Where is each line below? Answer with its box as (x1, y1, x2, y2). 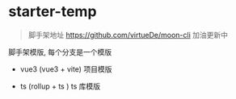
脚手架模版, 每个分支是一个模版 (8, 47, 112, 56)
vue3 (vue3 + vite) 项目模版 (19, 64, 112, 74)
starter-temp (8, 2, 97, 21)
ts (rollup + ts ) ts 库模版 (19, 81, 101, 91)
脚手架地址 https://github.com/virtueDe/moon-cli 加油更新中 (27, 30, 229, 39)
